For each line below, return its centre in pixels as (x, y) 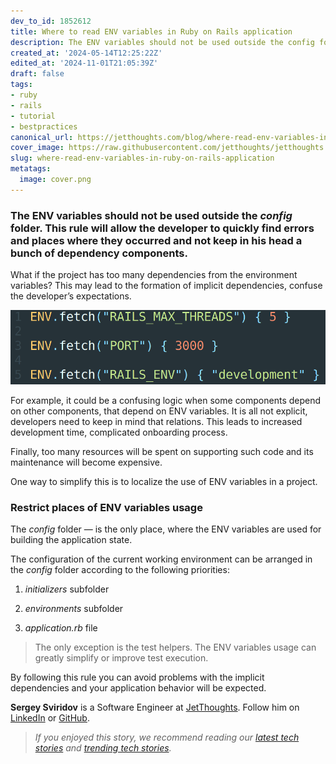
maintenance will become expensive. (86, 462)
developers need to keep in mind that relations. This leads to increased (156, 422)
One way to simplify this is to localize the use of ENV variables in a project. (164, 482)
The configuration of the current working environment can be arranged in (161, 559)
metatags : (31, 169)
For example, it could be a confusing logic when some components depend (166, 401)
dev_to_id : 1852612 (51, 21)
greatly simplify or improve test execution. (121, 658)
